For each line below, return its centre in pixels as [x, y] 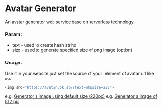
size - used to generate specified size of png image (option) [72, 50]
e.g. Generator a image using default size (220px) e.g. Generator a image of [81, 96]
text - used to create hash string [44, 45]
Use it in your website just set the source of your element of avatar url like [80, 73]
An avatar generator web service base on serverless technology [69, 22]
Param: [14, 34]
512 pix [12, 102]
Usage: [14, 62]
